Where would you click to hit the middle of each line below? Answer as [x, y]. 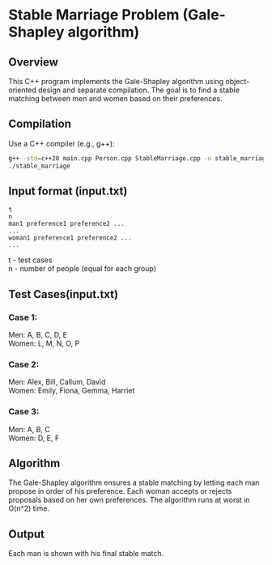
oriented [22, 90]
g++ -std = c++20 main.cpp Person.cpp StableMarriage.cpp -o [110, 158]
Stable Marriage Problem [94, 15]
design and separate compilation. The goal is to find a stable [139, 90]
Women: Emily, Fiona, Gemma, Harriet [72, 391]
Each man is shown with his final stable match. [86, 554]
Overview [34, 62]
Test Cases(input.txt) [64, 294]
